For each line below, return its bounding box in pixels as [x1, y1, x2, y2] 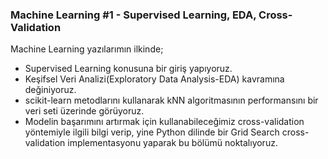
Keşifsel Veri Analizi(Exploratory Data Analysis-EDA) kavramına [24, 73, 285, 85]
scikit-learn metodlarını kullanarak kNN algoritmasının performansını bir [24, 94, 319, 107]
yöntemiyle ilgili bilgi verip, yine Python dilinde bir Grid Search [24, 126, 280, 138]
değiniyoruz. [24, 84, 77, 96]
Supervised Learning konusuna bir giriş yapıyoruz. [24, 63, 233, 75]
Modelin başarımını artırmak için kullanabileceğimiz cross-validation [24, 116, 305, 128]
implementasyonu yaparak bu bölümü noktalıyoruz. [67, 137, 278, 149]
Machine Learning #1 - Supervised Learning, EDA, [10, 8, 257, 22]
